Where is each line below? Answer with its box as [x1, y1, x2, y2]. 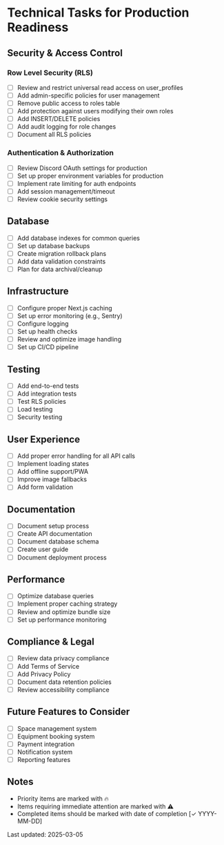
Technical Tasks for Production [7, 5, 190, 21]
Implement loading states [17, 460, 90, 468]
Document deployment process [17, 553, 107, 561]
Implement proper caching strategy [17, 600, 118, 608]
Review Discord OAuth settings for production [17, 164, 147, 172]
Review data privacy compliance [17, 654, 110, 662]
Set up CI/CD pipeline [17, 343, 79, 351]
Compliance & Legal [7, 636, 94, 648]
